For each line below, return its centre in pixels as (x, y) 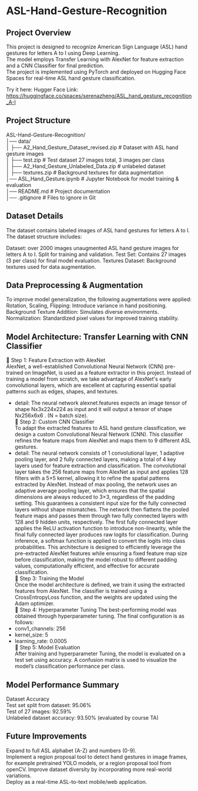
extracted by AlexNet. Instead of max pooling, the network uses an (96, 484)
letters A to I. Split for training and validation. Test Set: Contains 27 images (96, 254)
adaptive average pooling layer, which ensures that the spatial (90, 491)
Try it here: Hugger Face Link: (42, 89)
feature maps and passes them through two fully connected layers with (101, 516)
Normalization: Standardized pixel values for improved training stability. (93, 318)
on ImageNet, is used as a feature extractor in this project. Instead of (108, 373)
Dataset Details (35, 216)
